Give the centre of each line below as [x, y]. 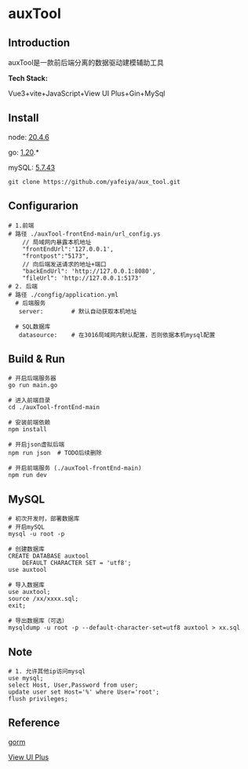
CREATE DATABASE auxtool [49, 556]
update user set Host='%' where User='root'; [84, 692]
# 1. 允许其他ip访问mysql [47, 672]
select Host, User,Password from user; [73, 685]
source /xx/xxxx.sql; [44, 599]
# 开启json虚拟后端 [36, 445]
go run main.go [33, 386]
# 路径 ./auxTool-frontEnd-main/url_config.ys [84, 234]
